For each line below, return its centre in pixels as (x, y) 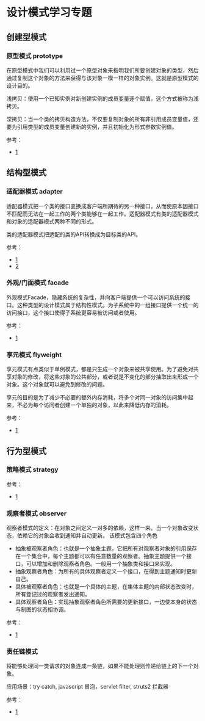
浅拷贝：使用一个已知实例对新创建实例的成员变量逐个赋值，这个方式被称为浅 (103, 98)
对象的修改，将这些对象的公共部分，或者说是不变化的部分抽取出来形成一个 (105, 377)
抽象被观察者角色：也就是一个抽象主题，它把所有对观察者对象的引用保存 (106, 549)
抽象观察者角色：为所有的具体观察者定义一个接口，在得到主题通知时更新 (106, 571)
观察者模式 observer (37, 513)
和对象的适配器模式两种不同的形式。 (52, 221)
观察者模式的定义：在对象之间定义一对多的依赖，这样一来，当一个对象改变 (100, 528)
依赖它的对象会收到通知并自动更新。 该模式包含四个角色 (87, 535)
